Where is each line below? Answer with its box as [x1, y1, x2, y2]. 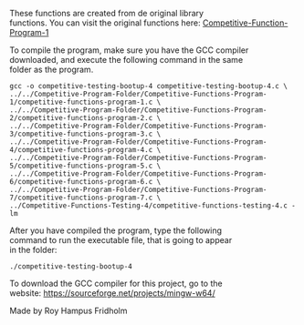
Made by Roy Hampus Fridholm [9, 305, 128, 316]
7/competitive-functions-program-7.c [9, 193, 153, 202]
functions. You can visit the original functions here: [9, 17, 201, 28]
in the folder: [9, 245, 58, 255]
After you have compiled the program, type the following [9, 225, 222, 236]
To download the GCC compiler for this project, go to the [9, 278, 223, 289]
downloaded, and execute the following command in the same [9, 55, 244, 65]
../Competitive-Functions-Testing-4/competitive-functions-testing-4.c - [9, 201, 297, 210]
